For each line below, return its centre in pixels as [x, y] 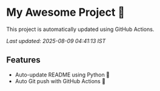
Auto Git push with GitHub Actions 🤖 [60, 81]
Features [23, 60]
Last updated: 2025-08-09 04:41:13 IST [56, 41]
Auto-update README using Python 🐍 [62, 75]
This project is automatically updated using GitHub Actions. [80, 29]
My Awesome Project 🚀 [66, 12]
